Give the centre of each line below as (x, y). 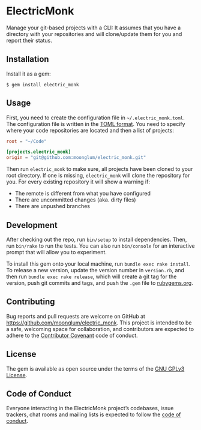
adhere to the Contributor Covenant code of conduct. (72, 335)
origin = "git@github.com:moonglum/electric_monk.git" (76, 158)
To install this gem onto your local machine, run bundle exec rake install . (98, 264)
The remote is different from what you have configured (83, 194)
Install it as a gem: (28, 74)
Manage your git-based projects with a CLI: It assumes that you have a (94, 28)
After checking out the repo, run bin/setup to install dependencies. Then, (97, 239)
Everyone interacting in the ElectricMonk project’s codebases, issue (90, 408)
